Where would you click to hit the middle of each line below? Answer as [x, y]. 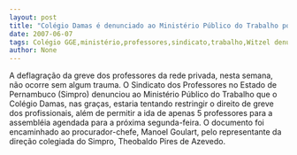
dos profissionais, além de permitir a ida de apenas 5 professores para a [141, 113]
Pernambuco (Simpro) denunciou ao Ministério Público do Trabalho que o [143, 95]
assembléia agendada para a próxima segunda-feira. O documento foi [137, 123]
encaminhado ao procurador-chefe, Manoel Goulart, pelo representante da [145, 132]
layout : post [33, 17]
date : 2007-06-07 [41, 34]
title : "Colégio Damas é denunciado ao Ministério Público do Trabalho [144, 26]
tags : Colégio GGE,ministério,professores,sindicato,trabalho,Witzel [140, 42]
